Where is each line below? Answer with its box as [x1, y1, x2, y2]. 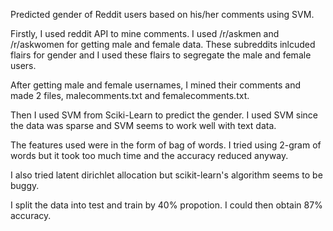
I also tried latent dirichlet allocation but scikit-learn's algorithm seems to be [10, 169, 323, 181]
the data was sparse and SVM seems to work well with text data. [10, 120, 277, 131]
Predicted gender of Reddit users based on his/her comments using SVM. [10, 9, 315, 20]
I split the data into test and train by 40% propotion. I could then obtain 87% [10, 199, 323, 211]
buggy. [10, 180, 40, 191]
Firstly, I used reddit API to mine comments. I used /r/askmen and [10, 28, 280, 39]
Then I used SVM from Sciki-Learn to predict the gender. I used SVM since [10, 109, 319, 121]
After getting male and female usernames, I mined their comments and [10, 79, 302, 91]
